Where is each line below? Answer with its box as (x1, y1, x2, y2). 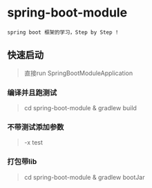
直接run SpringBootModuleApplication (23, 69, 133, 77)
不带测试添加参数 (7, 122, 64, 132)
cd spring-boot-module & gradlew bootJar (23, 173, 145, 181)
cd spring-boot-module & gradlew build (23, 104, 137, 112)
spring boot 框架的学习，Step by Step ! (7, 29, 119, 36)
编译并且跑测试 (7, 87, 57, 97)
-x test (23, 138, 44, 147)
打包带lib (7, 157, 37, 167)
